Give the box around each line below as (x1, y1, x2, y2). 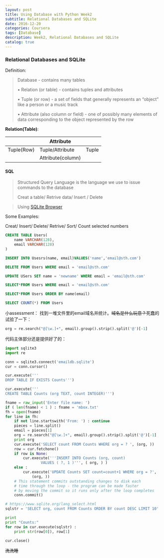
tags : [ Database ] (5, 30, 41, 35)
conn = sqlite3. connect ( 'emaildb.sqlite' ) (5, 359, 94, 365)
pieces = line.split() (14, 423, 61, 428)
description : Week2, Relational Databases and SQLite (5, 35, 119, 40)
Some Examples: (5, 213, 40, 219)
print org (14, 437, 35, 442)
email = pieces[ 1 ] (14, 428, 52, 433)
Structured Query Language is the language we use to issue (17, 180, 141, 186)
